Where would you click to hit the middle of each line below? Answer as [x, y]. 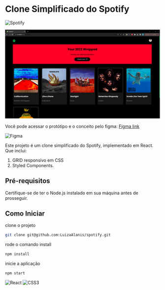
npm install [17, 254]
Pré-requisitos [28, 181]
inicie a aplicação [23, 264]
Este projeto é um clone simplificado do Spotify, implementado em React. [79, 145]
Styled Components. [33, 165]
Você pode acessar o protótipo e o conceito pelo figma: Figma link [72, 126]
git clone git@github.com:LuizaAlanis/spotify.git [58, 235]
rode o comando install [28, 245]
